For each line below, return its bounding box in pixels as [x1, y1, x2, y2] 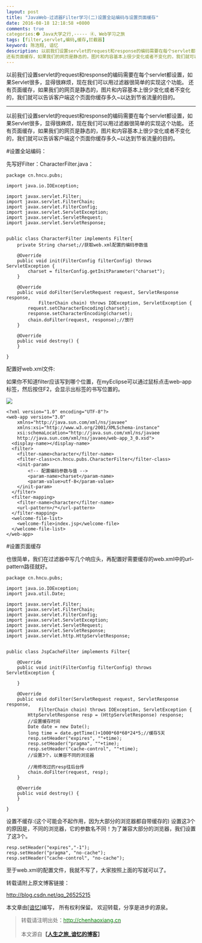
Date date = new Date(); [28, 724, 90, 730]
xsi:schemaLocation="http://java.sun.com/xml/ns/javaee [17, 430, 161, 436]
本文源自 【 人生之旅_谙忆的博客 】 [20, 930, 103, 938]
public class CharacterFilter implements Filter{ [6, 236, 133, 242]
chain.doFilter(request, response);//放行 [28, 317, 134, 323]
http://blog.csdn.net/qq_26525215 [6, 891, 91, 898]
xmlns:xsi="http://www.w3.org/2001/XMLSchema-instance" [17, 424, 161, 431]
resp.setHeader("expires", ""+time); [28, 735, 122, 741]
